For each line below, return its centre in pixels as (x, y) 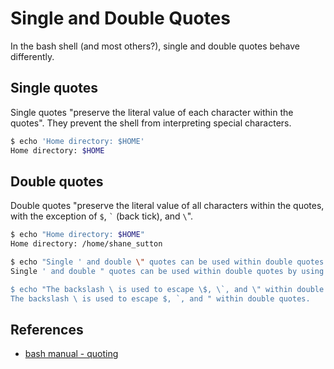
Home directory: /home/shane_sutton (86, 244)
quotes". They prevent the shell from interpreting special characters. (151, 123)
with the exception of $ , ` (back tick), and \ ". (102, 216)
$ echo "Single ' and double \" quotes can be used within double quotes (167, 262)
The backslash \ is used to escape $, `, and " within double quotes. (160, 298)
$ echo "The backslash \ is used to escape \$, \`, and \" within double (167, 289)
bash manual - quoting (71, 354)
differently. (32, 56)
